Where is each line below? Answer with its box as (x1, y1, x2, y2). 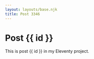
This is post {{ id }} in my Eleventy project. (5, 48, 90, 54)
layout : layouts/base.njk (5, 7, 57, 12)
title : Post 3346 (5, 12, 40, 16)
